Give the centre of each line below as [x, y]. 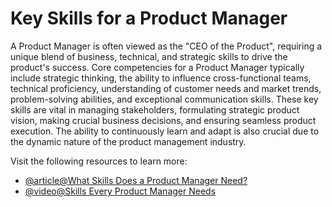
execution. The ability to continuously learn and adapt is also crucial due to [165, 131]
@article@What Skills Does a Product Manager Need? [136, 180]
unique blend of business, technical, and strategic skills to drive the [149, 56]
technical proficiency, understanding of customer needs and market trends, [166, 88]
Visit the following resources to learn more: [99, 161]
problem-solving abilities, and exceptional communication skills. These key [164, 99]
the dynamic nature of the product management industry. [128, 141]
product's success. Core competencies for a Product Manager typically [157, 67]
